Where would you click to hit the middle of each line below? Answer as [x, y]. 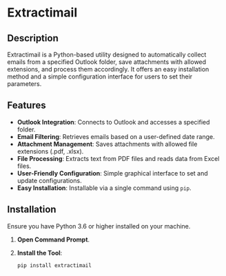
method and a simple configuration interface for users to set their [100, 76]
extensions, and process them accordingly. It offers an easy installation [108, 69]
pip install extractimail [54, 265]
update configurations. [49, 180]
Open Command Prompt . [53, 240]
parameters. [24, 84]
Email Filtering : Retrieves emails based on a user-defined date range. [116, 136]
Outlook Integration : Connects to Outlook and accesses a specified [113, 122]
